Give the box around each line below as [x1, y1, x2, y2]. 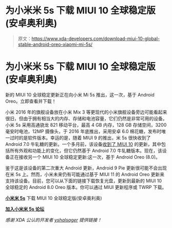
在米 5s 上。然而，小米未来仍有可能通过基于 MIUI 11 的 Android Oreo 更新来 [5, 171, 165, 177]
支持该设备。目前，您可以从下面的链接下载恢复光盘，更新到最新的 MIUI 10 [5, 178, 162, 184]
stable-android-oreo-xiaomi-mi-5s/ [17, 41, 93, 47]
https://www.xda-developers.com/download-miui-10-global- [31, 35, 160, 42]
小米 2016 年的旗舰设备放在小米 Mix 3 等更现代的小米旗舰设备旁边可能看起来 [5, 109, 167, 115]
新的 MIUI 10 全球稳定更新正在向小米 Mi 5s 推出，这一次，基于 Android [5, 91, 155, 98]
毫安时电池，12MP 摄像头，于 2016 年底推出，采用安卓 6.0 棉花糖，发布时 [5, 128, 162, 134]
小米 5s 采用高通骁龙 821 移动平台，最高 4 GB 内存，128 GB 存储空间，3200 [5, 122, 167, 128]
